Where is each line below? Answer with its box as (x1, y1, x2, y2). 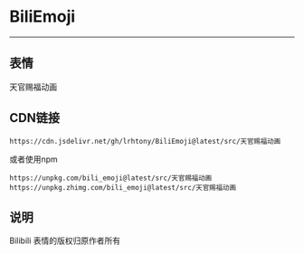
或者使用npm (9, 154, 59, 165)
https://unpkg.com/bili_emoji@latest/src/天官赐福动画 (9, 174, 213, 183)
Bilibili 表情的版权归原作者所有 (9, 235, 121, 246)
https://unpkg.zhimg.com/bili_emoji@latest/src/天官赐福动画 (9, 183, 237, 192)
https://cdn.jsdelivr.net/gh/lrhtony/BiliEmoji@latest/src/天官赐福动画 (9, 136, 281, 146)
